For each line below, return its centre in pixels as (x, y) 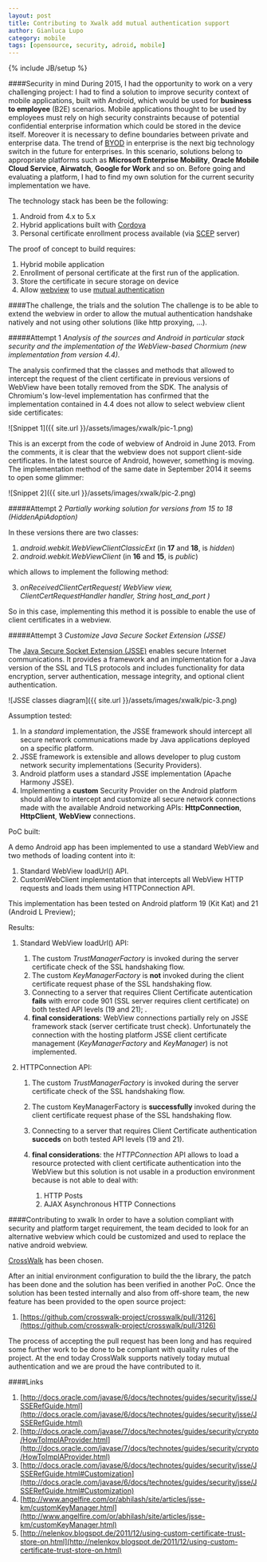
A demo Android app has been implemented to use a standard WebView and (133, 847)
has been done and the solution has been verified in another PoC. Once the (132, 1285)
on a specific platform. (57, 749)
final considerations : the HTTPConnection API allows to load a (135, 1155)
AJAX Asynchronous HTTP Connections (110, 1204)
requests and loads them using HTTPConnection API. (107, 888)
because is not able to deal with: (85, 1180)
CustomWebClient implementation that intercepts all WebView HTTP (132, 880)
